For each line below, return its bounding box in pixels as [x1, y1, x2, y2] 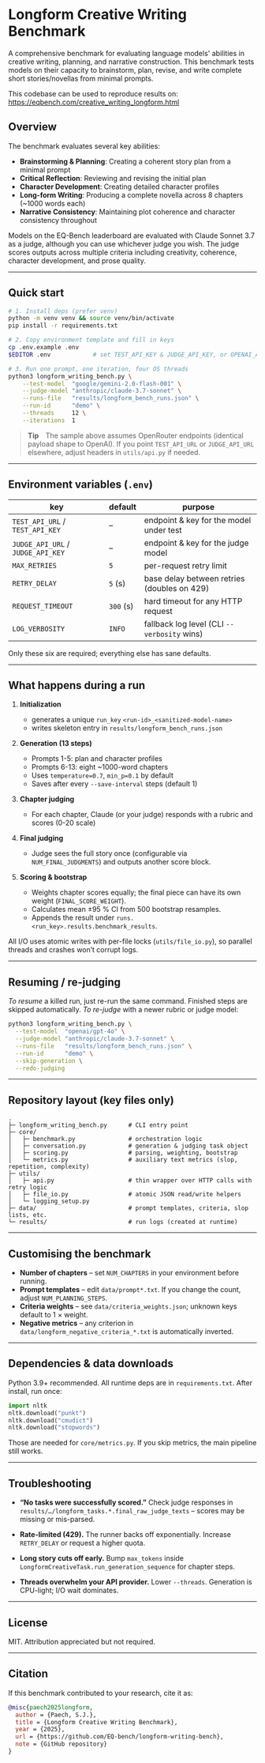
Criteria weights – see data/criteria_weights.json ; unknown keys [19, 1302, 237, 1311]
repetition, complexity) [8, 1163, 90, 1171]
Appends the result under [31, 913, 115, 922]
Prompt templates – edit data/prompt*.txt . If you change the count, [19, 1285, 241, 1294]
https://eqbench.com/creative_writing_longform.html [8, 97, 180, 107]
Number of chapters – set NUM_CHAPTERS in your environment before [19, 1268, 239, 1277]
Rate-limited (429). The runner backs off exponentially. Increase [19, 1530, 231, 1539]
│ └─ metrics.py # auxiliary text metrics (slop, [8, 1156, 238, 1164]
